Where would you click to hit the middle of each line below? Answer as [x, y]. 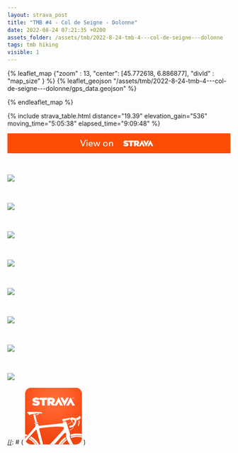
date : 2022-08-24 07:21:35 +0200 [57, 30]
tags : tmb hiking [33, 45]
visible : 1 [23, 52]
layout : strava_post [38, 15]
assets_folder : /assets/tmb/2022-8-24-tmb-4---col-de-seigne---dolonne [115, 38]
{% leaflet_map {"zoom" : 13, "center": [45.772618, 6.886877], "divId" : [111, 73]
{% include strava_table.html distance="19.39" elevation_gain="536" [107, 116]
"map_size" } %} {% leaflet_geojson [59, 81]
